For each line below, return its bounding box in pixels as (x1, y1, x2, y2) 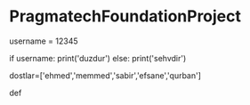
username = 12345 (9, 36, 78, 46)
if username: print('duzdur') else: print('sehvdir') (9, 52, 187, 63)
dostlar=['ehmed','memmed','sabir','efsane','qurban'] (9, 69, 202, 81)
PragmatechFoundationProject (9, 6, 242, 27)
